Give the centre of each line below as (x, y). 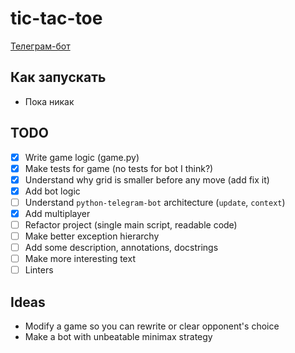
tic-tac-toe (56, 18)
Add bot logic (52, 191)
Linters (39, 270)
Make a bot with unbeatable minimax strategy (118, 337)
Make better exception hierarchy (92, 236)
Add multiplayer (57, 213)
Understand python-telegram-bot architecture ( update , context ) (155, 202)
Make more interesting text (80, 259)
